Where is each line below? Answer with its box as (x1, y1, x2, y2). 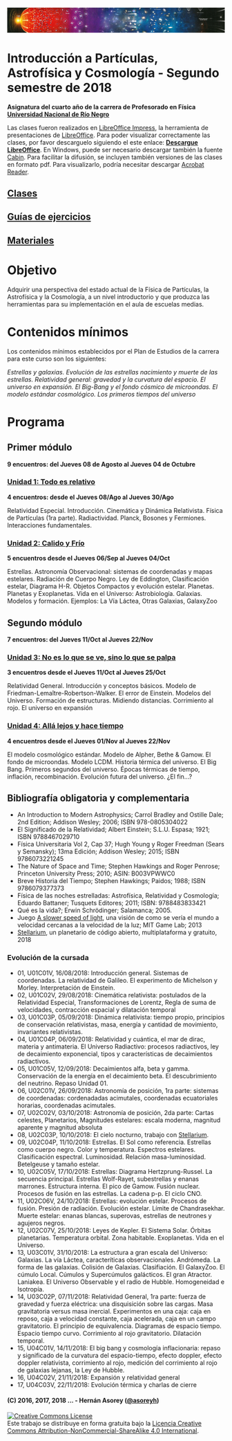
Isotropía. (17, 1285, 45, 1293)
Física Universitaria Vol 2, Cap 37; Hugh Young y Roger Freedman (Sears (17, 840, 224, 849)
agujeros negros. (17, 1219, 66, 1227)
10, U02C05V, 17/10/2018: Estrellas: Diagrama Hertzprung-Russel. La (17, 1167, 213, 1175)
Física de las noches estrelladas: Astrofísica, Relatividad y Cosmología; (17, 891, 220, 900)
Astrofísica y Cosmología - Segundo (7, 65, 220, 80)
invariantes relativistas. (17, 1027, 83, 1035)
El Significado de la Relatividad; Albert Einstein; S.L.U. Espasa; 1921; (17, 825, 211, 834)
